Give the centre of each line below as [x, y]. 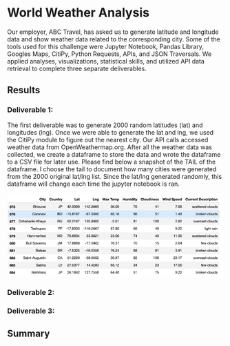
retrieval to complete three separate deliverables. [77, 68]
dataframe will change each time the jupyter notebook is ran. [94, 184]
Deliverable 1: [30, 110]
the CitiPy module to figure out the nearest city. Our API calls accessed [108, 140]
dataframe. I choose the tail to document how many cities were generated [112, 169]
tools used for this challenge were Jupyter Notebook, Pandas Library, [106, 46]
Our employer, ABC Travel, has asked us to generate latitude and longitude [113, 32]
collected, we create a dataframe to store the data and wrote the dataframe [114, 154]
